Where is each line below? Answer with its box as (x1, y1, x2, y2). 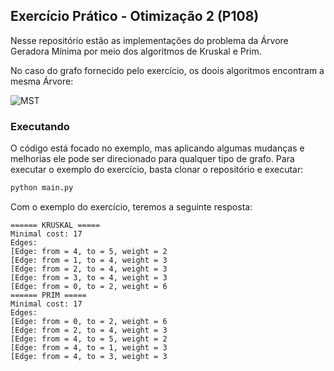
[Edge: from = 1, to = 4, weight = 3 (10, 255, 168, 265)
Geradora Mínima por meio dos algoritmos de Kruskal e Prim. (10, 45, 262, 57)
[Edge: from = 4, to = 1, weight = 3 (10, 342, 168, 353)
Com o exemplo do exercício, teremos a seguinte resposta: (10, 200, 253, 213)
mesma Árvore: (10, 75, 74, 87)
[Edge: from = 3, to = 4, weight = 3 (10, 272, 168, 283)
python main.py (10, 183, 74, 193)
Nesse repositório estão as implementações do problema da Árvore (10, 34, 289, 46)
